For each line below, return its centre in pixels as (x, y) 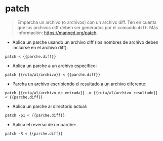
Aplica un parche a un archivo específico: (55, 66)
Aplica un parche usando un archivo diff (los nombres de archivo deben (85, 42)
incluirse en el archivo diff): (40, 47)
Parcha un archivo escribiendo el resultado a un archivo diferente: (79, 84)
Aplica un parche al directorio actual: (50, 106)
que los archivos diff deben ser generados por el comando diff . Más (87, 27)
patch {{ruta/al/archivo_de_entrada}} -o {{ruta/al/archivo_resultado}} (81, 93)
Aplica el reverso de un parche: (44, 124)
